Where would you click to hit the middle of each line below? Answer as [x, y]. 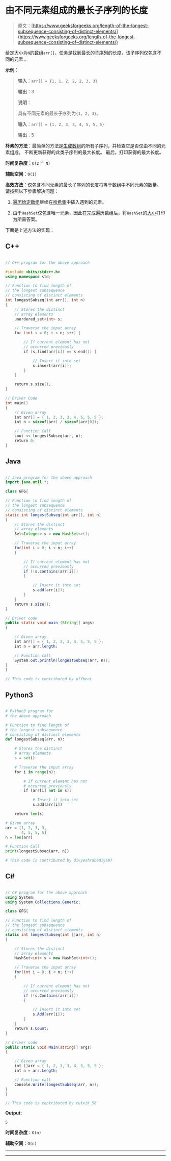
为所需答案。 [26, 219]
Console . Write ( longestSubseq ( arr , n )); [57, 1084]
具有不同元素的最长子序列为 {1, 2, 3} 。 [59, 113]
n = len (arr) [19, 837]
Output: [13, 1113]
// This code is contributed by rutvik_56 [51, 1103]
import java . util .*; [27, 482]
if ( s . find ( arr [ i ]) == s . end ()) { [60, 352]
